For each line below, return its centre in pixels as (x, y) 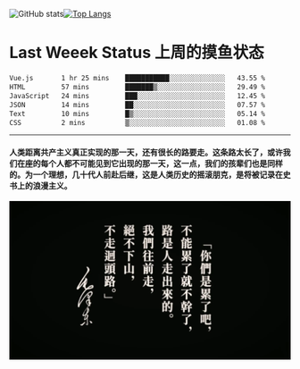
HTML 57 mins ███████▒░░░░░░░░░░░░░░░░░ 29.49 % (137, 87)
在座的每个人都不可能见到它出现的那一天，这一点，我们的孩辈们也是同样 (150, 163)
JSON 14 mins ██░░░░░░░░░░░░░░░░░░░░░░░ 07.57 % (137, 105)
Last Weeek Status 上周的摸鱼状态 (137, 53)
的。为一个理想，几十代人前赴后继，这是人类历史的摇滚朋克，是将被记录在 (146, 174)
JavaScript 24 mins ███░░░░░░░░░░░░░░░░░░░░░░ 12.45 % (137, 96)
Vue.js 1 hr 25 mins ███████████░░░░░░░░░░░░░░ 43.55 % (137, 78)
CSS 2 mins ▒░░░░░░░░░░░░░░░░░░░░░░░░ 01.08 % (137, 122)
